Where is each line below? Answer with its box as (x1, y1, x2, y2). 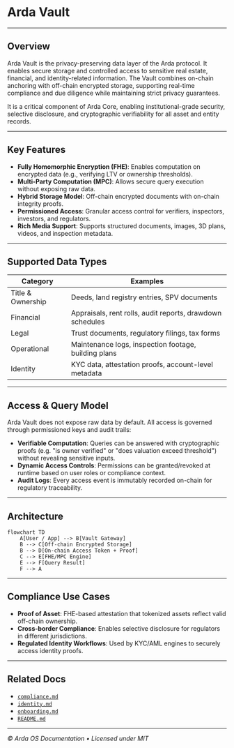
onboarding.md (17, 708, 58, 715)
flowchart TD (7, 529, 45, 536)
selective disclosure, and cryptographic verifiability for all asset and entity (7, 110, 219, 118)
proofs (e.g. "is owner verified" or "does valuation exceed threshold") (17, 447, 217, 455)
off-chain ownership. (17, 617, 78, 625)
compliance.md (17, 693, 58, 700)
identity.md (17, 701, 52, 708)
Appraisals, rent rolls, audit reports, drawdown (70, 308, 222, 318)
